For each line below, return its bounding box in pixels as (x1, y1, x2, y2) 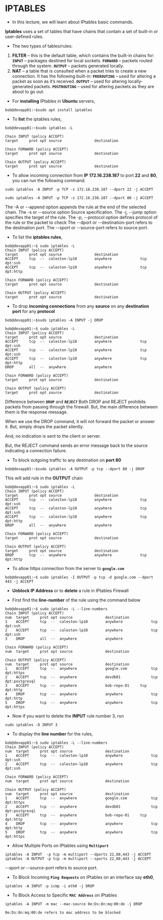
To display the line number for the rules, (12, 731, 93, 736)
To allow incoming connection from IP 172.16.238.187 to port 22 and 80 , (12, 172, 157, 178)
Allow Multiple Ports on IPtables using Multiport (12, 843, 109, 848)
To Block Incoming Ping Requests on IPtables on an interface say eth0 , (12, 874, 154, 880)
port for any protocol (12, 308, 55, 314)
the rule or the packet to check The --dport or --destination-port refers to (5, 220, 153, 225)
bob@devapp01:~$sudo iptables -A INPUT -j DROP (5, 317, 104, 323)
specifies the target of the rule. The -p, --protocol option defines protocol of (5, 214, 158, 220)
